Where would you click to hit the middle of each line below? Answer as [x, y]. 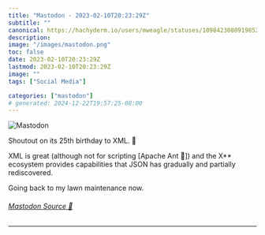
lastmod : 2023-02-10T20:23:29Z [60, 67]
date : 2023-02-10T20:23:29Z [54, 60]
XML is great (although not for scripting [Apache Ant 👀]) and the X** [120, 156]
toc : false [26, 52]
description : [30, 37]
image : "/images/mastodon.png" [60, 45]
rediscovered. [31, 173]
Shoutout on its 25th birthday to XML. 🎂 [72, 141]
